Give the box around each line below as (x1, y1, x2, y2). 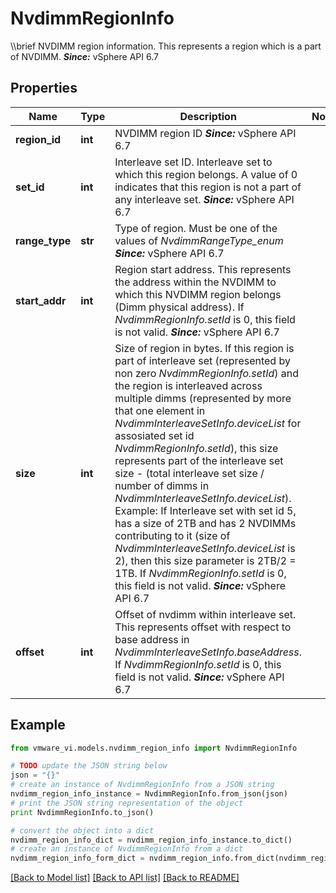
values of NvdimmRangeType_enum (114, 233, 284, 247)
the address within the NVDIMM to (114, 275, 277, 289)
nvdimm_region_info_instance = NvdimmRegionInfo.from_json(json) (10, 789, 288, 799)
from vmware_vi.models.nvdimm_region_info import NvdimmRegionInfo (10, 743, 298, 753)
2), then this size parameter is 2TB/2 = (114, 553, 297, 567)
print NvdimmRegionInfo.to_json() (10, 807, 155, 817)
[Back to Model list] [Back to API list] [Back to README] (10, 872, 240, 884)
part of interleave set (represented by (114, 353, 291, 367)
